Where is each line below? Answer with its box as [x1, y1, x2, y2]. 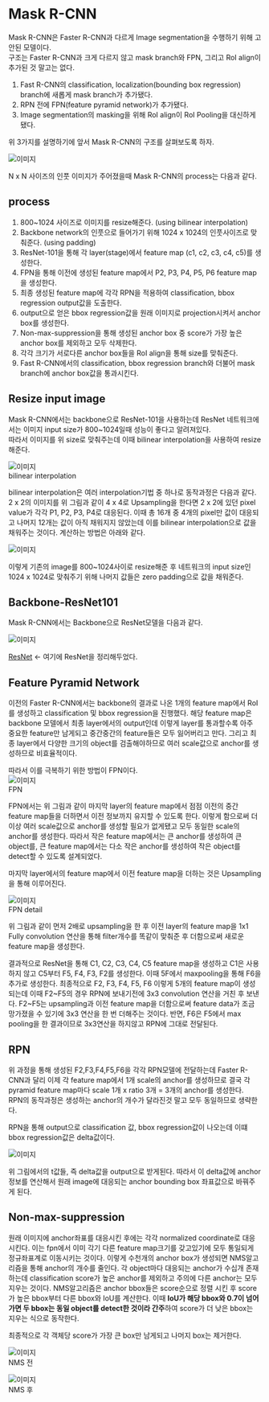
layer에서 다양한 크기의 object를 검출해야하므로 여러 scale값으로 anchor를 [16, 738, 251, 748]
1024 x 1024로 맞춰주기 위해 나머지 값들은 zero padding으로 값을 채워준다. [8, 572, 244, 582]
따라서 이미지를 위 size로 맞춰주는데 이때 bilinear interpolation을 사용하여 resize [8, 434, 262, 444]
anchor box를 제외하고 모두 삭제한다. [19, 338, 137, 347]
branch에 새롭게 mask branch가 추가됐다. [19, 89, 153, 99]
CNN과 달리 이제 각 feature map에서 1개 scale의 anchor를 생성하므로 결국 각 [8, 1075, 251, 1084]
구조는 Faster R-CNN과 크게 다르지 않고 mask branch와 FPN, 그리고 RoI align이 [8, 52, 261, 62]
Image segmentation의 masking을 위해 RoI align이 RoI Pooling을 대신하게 [19, 109, 256, 119]
